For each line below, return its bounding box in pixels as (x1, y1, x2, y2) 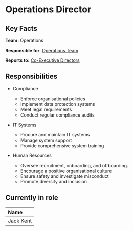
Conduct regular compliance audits (20, 111, 95, 118)
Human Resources (12, 152, 52, 158)
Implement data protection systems (20, 101, 95, 107)
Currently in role (5, 193, 59, 202)
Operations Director (5, 4, 92, 15)
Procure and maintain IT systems (20, 131, 90, 137)
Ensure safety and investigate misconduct (20, 173, 109, 179)
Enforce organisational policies (20, 96, 85, 102)
